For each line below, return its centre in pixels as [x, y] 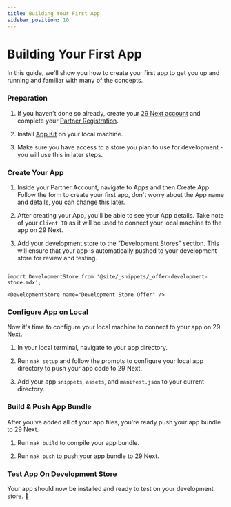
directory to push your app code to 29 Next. [80, 369]
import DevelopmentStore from [51, 277]
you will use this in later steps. [60, 154]
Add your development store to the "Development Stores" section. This [118, 244]
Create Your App [36, 172]
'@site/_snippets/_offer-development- [152, 277]
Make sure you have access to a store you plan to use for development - [120, 147]
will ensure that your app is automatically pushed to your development [117, 251]
